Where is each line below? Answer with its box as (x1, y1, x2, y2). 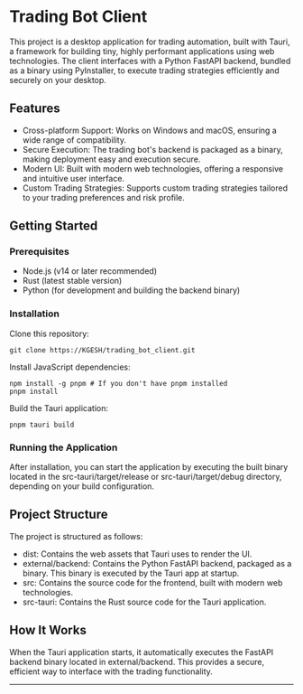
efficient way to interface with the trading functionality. (9, 666, 214, 677)
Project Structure (9, 507, 108, 522)
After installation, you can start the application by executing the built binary (9, 462, 289, 473)
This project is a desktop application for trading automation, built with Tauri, (9, 36, 290, 47)
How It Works (9, 623, 87, 638)
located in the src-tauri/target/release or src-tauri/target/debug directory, (9, 472, 282, 483)
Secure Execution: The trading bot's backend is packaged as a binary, (22, 144, 283, 155)
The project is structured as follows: (9, 530, 143, 541)
